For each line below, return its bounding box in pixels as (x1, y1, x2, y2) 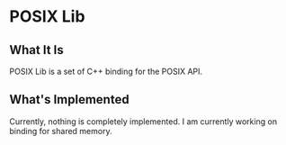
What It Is (9, 42, 65, 58)
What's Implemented (9, 92, 130, 107)
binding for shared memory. (9, 125, 112, 136)
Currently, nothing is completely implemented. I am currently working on (9, 115, 277, 127)
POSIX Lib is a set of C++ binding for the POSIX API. (9, 66, 203, 77)
